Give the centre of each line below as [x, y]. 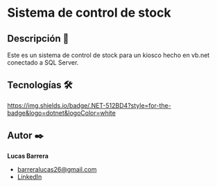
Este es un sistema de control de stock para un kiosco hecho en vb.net [108, 55]
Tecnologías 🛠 [40, 85]
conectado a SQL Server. [43, 63]
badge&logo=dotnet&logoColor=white [61, 113]
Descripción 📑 [38, 39]
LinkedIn [29, 177]
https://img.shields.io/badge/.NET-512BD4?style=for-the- [89, 105]
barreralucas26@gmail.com [57, 169]
